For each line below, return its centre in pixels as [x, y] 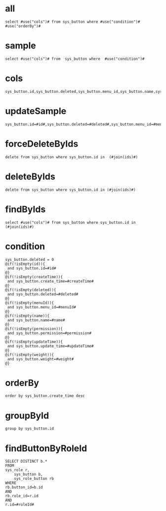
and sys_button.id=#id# [32, 268]
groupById [27, 415]
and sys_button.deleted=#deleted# [43, 294]
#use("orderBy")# [23, 26]
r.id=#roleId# [20, 505]
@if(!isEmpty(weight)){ [30, 355]
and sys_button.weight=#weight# [41, 359]
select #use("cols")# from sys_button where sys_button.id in [70, 222]
